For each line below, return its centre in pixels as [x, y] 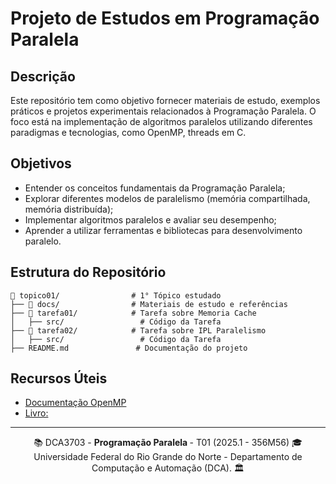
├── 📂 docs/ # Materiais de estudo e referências [149, 304]
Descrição [43, 76]
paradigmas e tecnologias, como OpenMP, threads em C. [128, 132]
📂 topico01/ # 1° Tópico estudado [116, 295]
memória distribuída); [69, 209]
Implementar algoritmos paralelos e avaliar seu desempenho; [150, 219]
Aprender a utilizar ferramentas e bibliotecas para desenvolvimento [163, 230]
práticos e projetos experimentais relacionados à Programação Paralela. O [163, 111]
